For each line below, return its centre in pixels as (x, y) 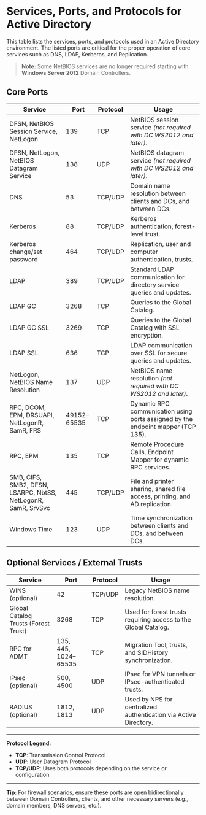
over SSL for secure (159, 353)
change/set (26, 252)
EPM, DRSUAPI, (32, 415)
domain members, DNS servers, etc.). (54, 805)
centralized (141, 707)
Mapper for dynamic (159, 460)
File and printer (152, 481)
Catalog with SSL (155, 328)
